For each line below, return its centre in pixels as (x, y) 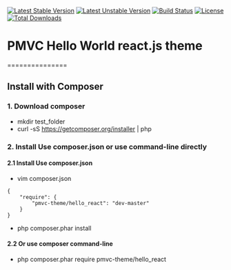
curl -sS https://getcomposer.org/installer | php (84, 128)
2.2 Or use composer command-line (60, 244)
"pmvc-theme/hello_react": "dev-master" (91, 203)
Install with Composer (55, 87)
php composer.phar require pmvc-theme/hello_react (92, 259)
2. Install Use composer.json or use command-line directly (107, 146)
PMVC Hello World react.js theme (105, 46)
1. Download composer (46, 106)
